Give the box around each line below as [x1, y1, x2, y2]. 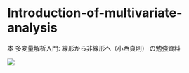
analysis [7, 20, 58, 36]
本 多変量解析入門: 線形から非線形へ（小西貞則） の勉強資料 [7, 44, 181, 52]
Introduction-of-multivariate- [7, 5, 183, 21]
